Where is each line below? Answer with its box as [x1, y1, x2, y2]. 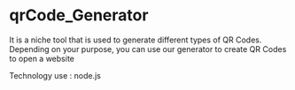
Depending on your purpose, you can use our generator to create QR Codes [9, 43, 287, 54]
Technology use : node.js [9, 70, 102, 80]
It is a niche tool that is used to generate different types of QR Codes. [9, 34, 262, 45]
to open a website [9, 53, 75, 64]
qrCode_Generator [9, 5, 149, 26]
